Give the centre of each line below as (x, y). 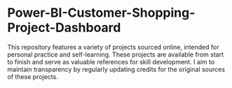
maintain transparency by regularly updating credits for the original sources (116, 69)
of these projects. (33, 76)
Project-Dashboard (64, 28)
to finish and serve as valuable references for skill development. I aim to (111, 61)
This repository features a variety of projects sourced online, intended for (113, 47)
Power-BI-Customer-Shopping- (101, 13)
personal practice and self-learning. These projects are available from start (116, 54)
